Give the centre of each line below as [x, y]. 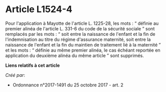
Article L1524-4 [39, 9]
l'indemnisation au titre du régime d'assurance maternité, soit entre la [78, 39]
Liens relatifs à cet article [33, 65]
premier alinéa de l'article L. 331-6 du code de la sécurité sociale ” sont [80, 28]
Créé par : [15, 75]
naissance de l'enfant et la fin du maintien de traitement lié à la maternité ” [83, 44]
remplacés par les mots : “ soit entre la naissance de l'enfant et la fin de [80, 34]
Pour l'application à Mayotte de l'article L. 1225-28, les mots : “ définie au [82, 23]
